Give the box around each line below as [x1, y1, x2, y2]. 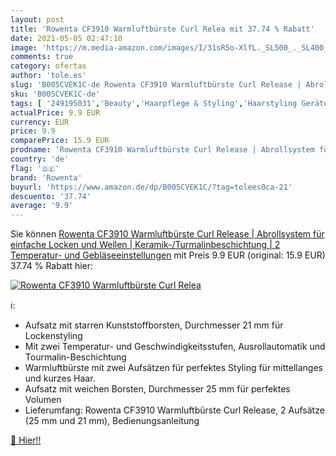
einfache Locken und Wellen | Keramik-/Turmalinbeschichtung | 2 [10, 239, 281, 251]
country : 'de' [10, 154, 70, 164]
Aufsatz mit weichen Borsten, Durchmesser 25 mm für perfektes [24, 383, 291, 395]
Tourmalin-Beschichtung [24, 351, 127, 363]
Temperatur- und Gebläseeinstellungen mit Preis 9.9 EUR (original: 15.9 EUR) [10, 249, 326, 261]
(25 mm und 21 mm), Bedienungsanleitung [24, 415, 200, 427]
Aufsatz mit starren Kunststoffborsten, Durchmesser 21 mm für [24, 319, 284, 331]
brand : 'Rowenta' [10, 172, 83, 183]
